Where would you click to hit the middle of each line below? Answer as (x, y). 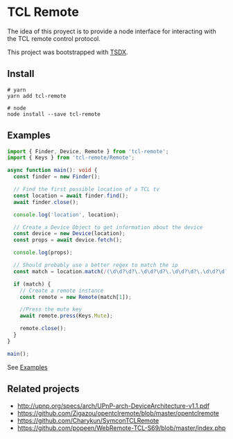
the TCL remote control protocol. (54, 38)
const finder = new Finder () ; (57, 177)
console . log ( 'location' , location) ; (66, 215)
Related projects (43, 389)
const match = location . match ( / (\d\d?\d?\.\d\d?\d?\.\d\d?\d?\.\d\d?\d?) (122, 271)
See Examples (27, 367)
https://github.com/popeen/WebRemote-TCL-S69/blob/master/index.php (121, 428)
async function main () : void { (52, 171)
